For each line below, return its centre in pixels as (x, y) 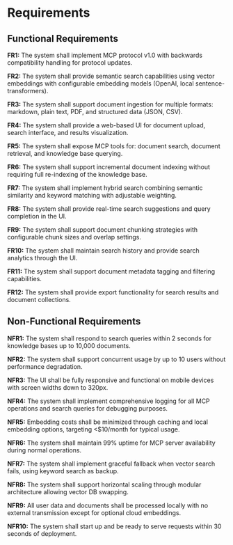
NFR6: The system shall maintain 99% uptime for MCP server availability (111, 443)
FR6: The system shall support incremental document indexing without (109, 167)
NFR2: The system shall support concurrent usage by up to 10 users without (116, 359)
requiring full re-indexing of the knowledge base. (77, 174)
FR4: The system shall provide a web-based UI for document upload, (106, 125)
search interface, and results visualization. (68, 133)
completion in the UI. (37, 216)
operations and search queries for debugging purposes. (88, 408)
